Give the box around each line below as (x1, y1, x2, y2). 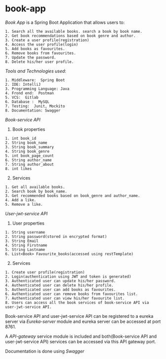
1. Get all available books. (5, 184, 65, 189)
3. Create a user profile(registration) (5, 38, 90, 43)
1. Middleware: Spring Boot (5, 77, 65, 82)
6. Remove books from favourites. (5, 51, 77, 56)
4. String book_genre (5, 149, 50, 154)
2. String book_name (5, 140, 48, 145)
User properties (12, 220, 44, 226)
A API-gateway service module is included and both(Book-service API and (5, 333, 157, 339)
